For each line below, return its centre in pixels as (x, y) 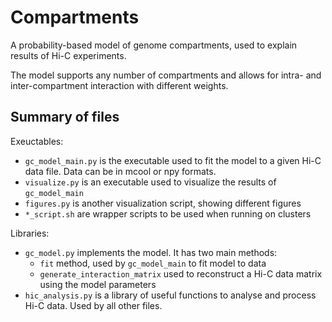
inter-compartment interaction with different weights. (119, 85)
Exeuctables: (37, 141)
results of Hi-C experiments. (68, 55)
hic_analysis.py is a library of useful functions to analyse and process (170, 295)
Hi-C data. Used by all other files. (93, 305)
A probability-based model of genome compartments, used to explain (154, 45)
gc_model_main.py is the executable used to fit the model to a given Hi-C (173, 160)
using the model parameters (98, 284)
